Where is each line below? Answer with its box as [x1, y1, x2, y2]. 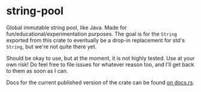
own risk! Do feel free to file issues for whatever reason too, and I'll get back [6, 61, 194, 68]
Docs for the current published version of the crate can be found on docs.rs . [6, 79, 194, 86]
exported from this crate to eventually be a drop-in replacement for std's [6, 36, 185, 44]
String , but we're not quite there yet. [6, 43, 97, 50]
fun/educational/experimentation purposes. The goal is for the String [6, 30, 178, 37]
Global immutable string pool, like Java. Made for [6, 24, 127, 31]
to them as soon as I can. [6, 67, 68, 74]
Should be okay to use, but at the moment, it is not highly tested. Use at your [6, 54, 195, 62]
